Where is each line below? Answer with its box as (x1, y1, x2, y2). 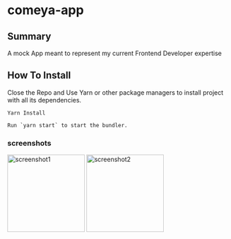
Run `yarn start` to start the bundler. (7, 122, 129, 129)
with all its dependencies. (7, 95, 82, 104)
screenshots (7, 138, 52, 148)
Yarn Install (7, 109, 46, 117)
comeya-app (7, 2, 84, 18)
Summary (7, 30, 52, 42)
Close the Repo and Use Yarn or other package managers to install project (7, 88, 224, 97)
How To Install (7, 69, 71, 81)
